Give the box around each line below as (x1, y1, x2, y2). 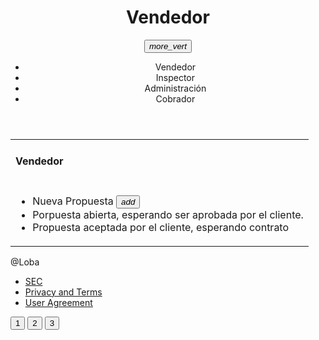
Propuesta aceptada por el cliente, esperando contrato (32, 220, 290, 234)
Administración (144, 82, 207, 94)
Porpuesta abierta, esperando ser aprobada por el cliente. (32, 207, 304, 221)
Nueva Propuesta (32, 194, 114, 208)
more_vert (149, 41, 187, 51)
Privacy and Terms (24, 286, 103, 298)
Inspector (155, 71, 196, 83)
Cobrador (155, 92, 196, 105)
